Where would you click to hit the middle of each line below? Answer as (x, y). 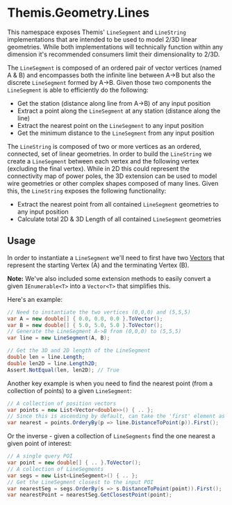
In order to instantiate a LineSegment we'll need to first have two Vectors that (116, 257)
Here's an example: (35, 299)
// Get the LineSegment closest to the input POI (81, 482)
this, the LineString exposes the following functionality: (87, 191)
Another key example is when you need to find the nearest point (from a (110, 383)
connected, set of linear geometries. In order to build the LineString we (109, 154)
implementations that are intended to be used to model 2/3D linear (102, 39)
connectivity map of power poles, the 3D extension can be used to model (112, 176)
